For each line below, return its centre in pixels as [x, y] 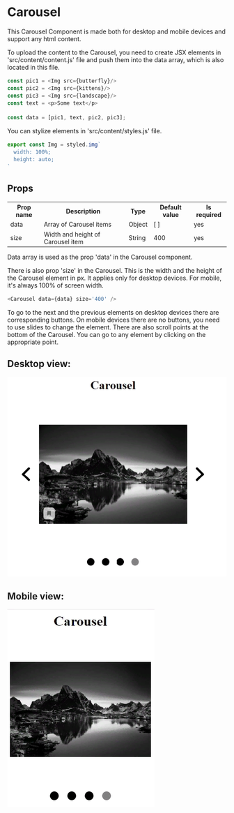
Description [83, 211]
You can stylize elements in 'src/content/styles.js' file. [85, 131]
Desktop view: [39, 364]
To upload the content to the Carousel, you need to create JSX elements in [114, 52]
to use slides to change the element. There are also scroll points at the [108, 327]
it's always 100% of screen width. [56, 285]
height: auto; [34, 159]
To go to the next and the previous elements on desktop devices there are [113, 312]
